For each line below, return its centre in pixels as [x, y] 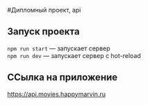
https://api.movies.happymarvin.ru [57, 94]
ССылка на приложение [63, 78]
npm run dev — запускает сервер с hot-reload [74, 55]
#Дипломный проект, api [44, 10]
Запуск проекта [43, 31]
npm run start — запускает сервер [59, 48]
